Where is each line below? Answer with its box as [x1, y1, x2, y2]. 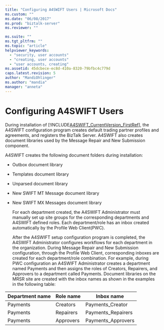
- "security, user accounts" [9, 52, 69, 57]
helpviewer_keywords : [5, 48, 49, 53]
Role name [55, 293, 81, 300]
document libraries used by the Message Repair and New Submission [5, 137, 145, 143]
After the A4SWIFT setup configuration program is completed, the [12, 234, 145, 240]
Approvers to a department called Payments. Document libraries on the [12, 271, 156, 277]
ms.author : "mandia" [5, 80, 47, 85]
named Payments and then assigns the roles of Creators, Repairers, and [12, 265, 158, 271]
